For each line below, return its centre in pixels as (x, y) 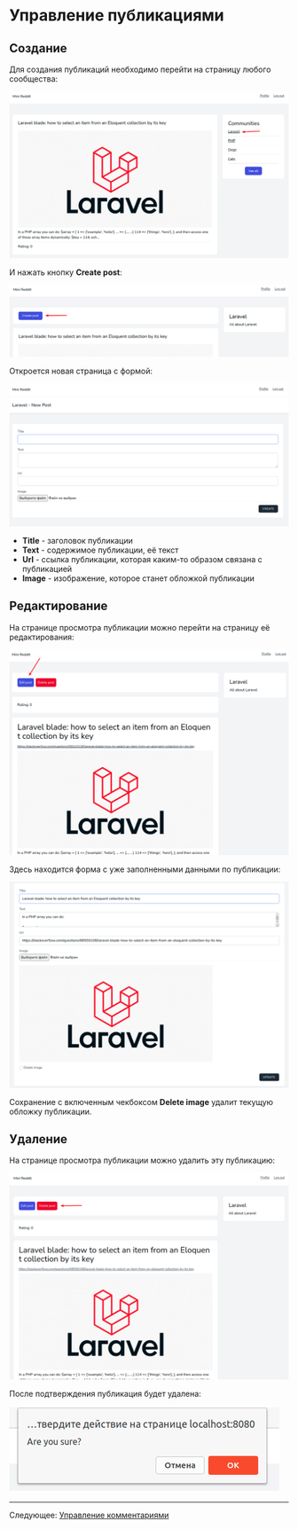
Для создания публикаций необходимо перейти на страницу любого (140, 69)
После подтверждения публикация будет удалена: (105, 1394)
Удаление (39, 1139)
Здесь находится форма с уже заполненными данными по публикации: (145, 869)
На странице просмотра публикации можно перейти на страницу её (140, 627)
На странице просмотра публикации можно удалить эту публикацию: (142, 1160)
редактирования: (42, 637)
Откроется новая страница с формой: (81, 371)
